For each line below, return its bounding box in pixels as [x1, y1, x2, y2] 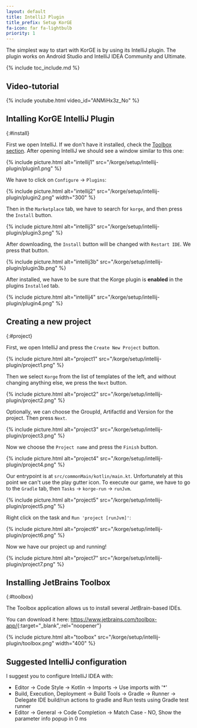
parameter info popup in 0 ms [14, 715, 87, 722]
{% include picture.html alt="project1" [6, 355, 98, 362]
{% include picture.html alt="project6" [6, 525, 99, 532]
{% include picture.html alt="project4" [6, 455, 99, 462]
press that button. [6, 246, 49, 253]
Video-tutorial [6, 81, 59, 91]
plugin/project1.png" [6, 361, 56, 368]
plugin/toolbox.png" [6, 640, 55, 647]
